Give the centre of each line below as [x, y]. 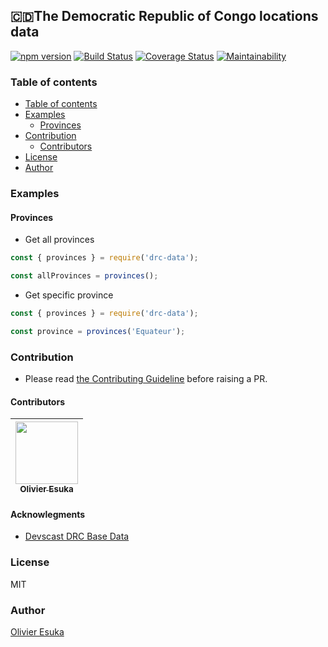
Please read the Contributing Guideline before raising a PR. [146, 379]
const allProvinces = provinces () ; [84, 276]
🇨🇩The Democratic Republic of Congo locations [164, 16]
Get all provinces [59, 240]
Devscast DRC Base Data [77, 536]
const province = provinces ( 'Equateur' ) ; [98, 331]
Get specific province [69, 295]
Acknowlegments [48, 514]
